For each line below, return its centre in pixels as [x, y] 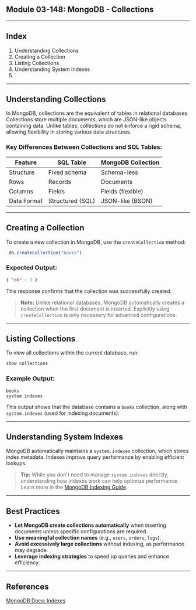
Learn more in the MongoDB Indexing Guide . [74, 487]
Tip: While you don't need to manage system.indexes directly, [94, 475]
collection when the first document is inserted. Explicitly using [95, 309]
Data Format [26, 200]
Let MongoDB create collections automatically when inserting [90, 525]
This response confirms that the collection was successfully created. [89, 291]
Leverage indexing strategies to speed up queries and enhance [92, 557]
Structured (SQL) [72, 200]
